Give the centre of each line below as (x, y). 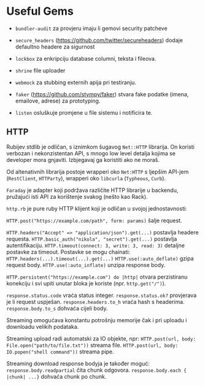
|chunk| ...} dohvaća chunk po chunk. (56, 376)
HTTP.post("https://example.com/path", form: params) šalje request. (94, 220)
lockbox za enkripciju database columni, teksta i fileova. (86, 58)
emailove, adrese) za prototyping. (58, 101)
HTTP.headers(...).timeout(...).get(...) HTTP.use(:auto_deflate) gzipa (100, 258)
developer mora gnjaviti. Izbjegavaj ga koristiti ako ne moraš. (83, 160)
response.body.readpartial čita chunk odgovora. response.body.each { (97, 370)
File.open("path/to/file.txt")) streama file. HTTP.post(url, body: (92, 345)
